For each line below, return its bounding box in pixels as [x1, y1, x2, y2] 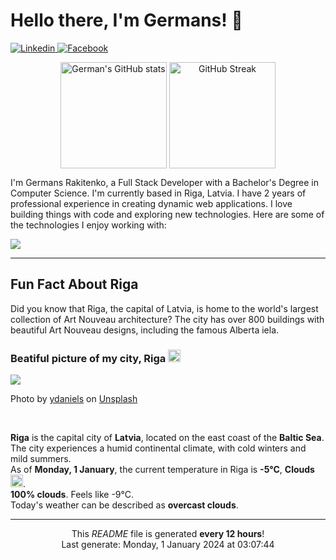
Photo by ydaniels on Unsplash [10, 393, 138, 405]
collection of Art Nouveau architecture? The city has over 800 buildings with [10, 313, 325, 325]
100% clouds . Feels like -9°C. [10, 489, 135, 501]
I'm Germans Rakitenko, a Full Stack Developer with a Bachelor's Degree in [10, 176, 319, 188]
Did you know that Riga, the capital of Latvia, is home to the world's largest [10, 302, 319, 314]
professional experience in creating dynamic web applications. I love [10, 197, 293, 209]
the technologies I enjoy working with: [10, 219, 167, 231]
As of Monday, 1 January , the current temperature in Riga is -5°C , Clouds [10, 464, 315, 476]
